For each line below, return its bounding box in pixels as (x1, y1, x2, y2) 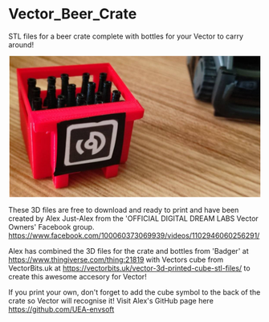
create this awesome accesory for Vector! (8, 272, 147, 282)
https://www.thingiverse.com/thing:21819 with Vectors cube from (8, 255, 224, 265)
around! (8, 39, 35, 49)
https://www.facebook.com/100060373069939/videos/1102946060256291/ (8, 230, 260, 241)
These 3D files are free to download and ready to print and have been (8, 206, 239, 215)
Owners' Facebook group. (8, 222, 95, 232)
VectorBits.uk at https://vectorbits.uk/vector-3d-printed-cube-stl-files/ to (8, 263, 251, 273)
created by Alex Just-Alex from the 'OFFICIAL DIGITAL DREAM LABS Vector (8, 214, 259, 223)
